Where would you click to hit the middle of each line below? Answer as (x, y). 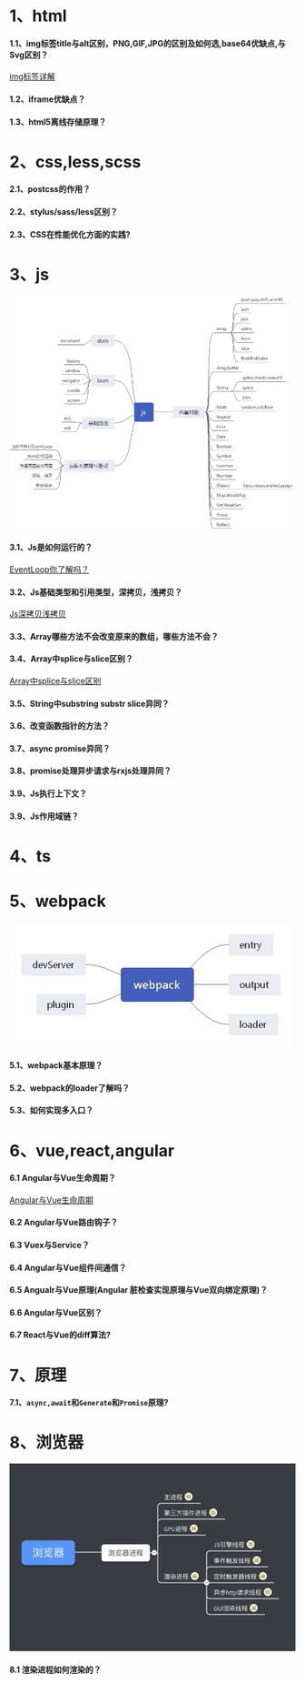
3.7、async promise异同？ (60, 748)
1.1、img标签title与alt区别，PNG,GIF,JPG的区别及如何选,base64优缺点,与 (148, 43)
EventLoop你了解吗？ (49, 569)
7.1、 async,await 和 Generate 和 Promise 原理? (89, 1403)
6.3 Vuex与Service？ (49, 1245)
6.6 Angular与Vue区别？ (56, 1312)
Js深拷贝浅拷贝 (38, 614)
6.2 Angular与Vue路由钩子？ (64, 1223)
